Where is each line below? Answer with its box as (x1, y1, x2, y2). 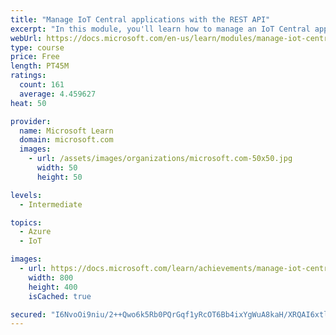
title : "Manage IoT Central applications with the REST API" (10, 14, 271, 25)
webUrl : (10, 33, 43, 43)
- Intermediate (19, 199, 83, 210)
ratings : (10, 71, 47, 81)
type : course (10, 42, 65, 53)
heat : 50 (10, 98, 47, 108)
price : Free (10, 52, 60, 62)
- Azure (19, 227, 52, 237)
